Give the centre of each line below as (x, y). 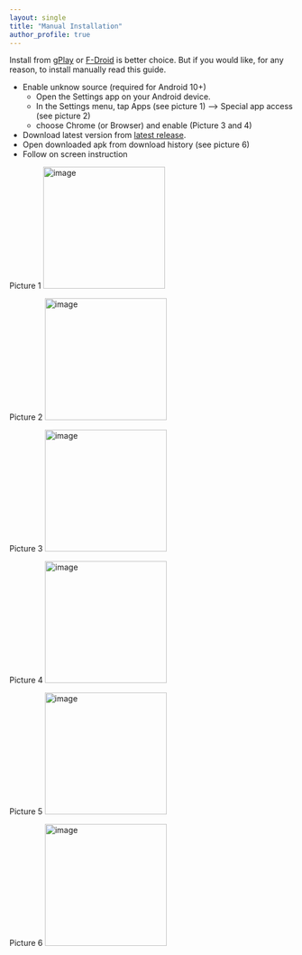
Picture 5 (26, 811)
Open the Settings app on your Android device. (123, 97)
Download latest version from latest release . (104, 135)
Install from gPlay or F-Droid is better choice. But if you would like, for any (146, 60)
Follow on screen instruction (75, 154)
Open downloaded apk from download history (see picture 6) (136, 144)
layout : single (38, 18)
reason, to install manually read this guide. (88, 70)
